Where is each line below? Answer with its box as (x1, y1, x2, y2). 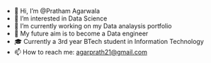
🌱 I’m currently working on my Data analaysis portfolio (13, 22, 172, 30)
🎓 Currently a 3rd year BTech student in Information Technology (13, 38, 204, 45)
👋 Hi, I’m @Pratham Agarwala (13, 7, 101, 15)
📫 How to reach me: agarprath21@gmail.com (13, 48, 147, 56)
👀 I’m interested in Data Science (13, 14, 108, 23)
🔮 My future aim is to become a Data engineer (13, 29, 149, 38)
